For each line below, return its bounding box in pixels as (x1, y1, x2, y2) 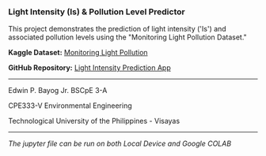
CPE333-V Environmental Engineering (8, 101, 132, 110)
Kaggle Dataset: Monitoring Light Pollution (8, 48, 148, 58)
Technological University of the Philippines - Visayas (8, 117, 180, 126)
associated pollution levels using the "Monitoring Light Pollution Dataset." (8, 32, 247, 42)
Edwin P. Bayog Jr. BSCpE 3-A (8, 86, 108, 95)
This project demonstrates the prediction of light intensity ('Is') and (8, 24, 227, 34)
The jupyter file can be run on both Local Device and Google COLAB (8, 139, 232, 148)
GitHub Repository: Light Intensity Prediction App (8, 63, 172, 72)
